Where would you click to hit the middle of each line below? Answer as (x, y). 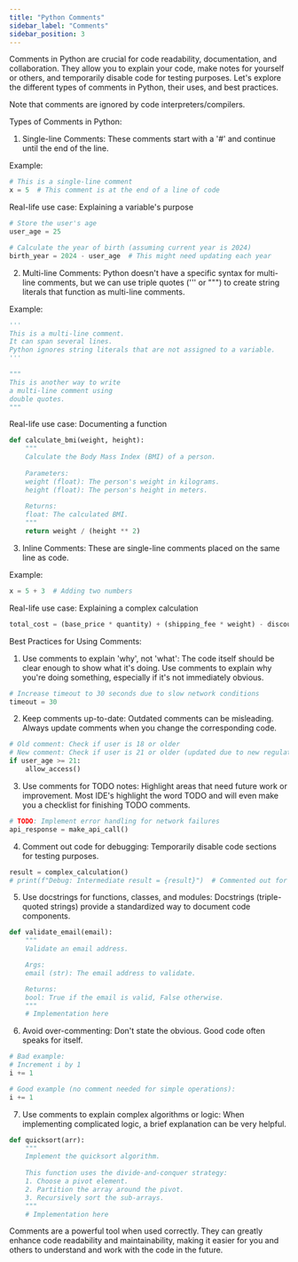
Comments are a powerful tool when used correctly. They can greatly (136, 1231)
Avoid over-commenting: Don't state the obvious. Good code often (144, 1031)
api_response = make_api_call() (69, 829)
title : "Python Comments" (57, 17)
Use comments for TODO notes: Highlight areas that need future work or (155, 785)
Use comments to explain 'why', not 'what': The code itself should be (148, 659)
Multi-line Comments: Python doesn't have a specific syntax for (138, 272)
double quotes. (37, 399)
